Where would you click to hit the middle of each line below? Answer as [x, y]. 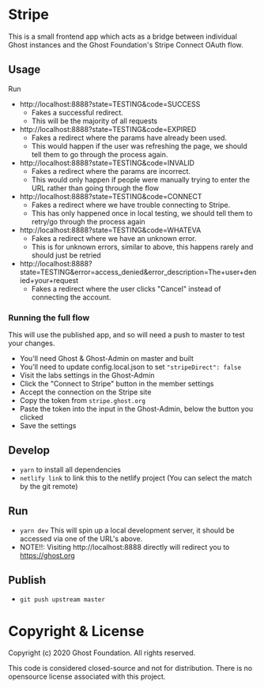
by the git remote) [49, 486]
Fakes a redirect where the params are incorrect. [111, 171]
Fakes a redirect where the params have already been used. [129, 137]
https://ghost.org [47, 555]
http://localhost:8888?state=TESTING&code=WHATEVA [110, 230]
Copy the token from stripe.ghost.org [83, 401]
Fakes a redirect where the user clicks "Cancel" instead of [126, 288]
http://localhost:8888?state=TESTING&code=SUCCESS [110, 104]
